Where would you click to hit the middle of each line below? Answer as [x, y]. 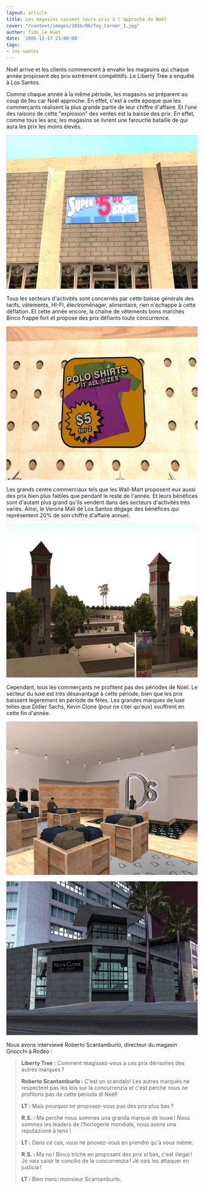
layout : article [27, 13]
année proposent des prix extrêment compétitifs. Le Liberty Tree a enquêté [100, 75]
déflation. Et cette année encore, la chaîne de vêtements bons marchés [95, 311]
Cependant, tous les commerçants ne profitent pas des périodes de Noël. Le [102, 687]
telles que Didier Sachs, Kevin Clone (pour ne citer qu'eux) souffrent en [96, 707]
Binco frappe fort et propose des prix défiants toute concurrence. [88, 318]
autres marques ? [43, 1070]
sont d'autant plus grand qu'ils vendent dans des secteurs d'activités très [98, 503]
